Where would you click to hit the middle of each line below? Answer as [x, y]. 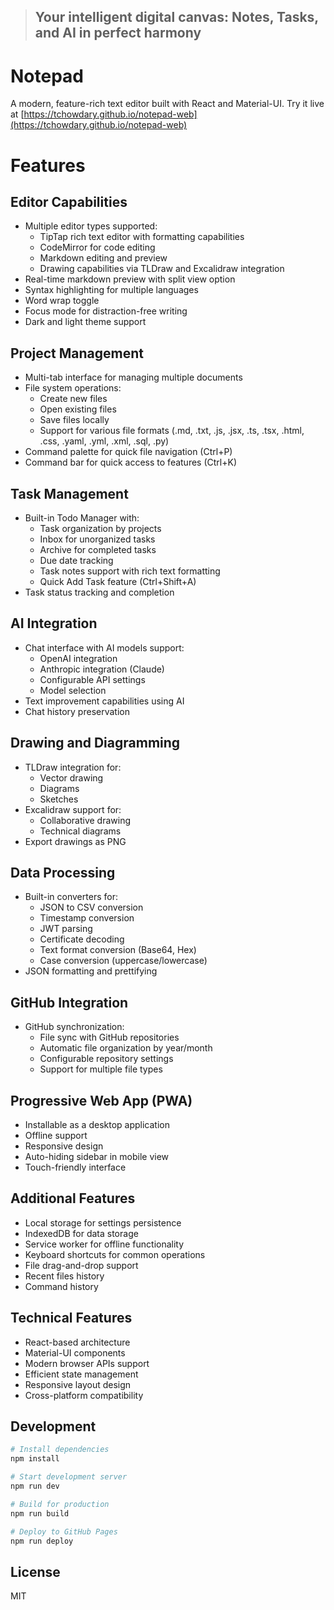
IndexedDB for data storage [81, 1233]
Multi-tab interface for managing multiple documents [133, 377]
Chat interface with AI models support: [104, 647]
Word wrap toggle [62, 301]
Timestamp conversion [87, 918]
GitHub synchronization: [74, 1027]
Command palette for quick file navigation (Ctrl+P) [128, 452]
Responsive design [64, 1146]
